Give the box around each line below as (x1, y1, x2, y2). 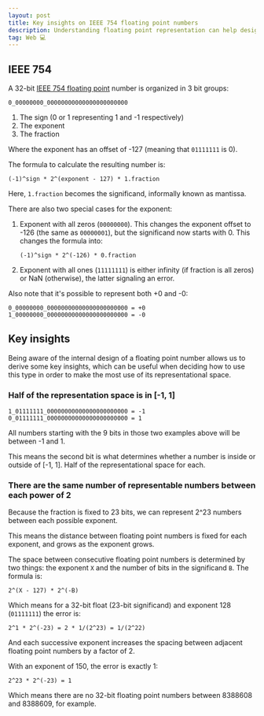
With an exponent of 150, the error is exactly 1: (8, 662, 159, 671)
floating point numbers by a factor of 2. (8, 647, 135, 656)
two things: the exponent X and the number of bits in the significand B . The (8, 563, 249, 573)
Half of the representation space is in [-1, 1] (8, 389, 175, 400)
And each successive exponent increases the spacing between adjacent (8, 638, 243, 647)
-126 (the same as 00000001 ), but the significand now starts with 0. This (19, 228, 251, 237)
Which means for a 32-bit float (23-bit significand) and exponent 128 (8, 600, 232, 610)
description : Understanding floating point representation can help (8, 26, 237, 34)
